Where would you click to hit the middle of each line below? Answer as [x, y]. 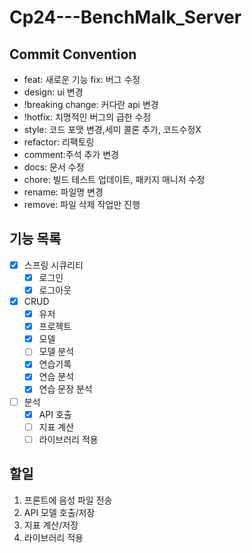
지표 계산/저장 [51, 525]
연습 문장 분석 [65, 389]
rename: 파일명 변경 [63, 192]
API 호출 [55, 414]
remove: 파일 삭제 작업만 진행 [82, 204]
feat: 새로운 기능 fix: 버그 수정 [82, 79]
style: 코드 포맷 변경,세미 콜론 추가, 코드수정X [112, 129]
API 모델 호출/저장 [59, 512]
